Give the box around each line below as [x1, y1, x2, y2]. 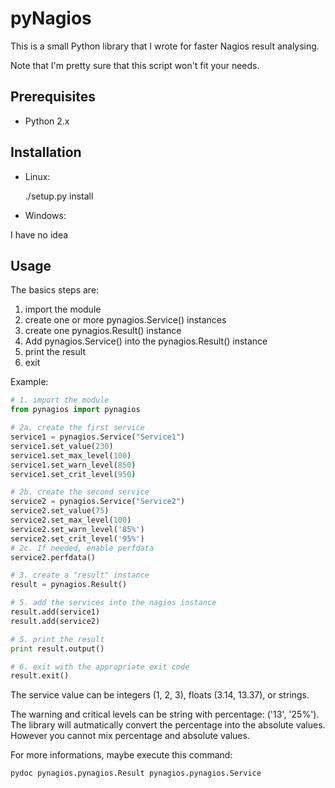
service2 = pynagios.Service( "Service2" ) [10, 497, 186, 507]
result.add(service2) [10, 616, 101, 626]
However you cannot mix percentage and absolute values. [10, 730, 250, 742]
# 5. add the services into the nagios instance [10, 598, 217, 608]
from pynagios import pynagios [10, 405, 141, 415]
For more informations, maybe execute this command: [10, 749, 233, 761]
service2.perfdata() [10, 552, 97, 562]
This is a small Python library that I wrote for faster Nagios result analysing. [10, 40, 320, 52]
